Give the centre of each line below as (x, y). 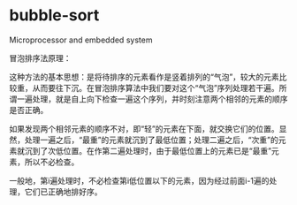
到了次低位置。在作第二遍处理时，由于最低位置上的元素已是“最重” (152, 150)
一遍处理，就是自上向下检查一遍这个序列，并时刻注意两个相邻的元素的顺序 (152, 99)
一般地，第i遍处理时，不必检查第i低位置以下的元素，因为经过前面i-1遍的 (139, 180)
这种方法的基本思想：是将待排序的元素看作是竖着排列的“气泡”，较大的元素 (145, 77)
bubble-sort (54, 15)
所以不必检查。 (52, 162)
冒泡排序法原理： (40, 57)
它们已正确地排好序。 (63, 192)
